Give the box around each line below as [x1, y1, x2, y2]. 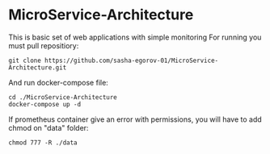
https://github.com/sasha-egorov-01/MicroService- [44, 56, 219, 65]
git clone [8, 56, 42, 65]
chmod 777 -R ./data [8, 139, 78, 147]
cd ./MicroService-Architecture [8, 93, 117, 102]
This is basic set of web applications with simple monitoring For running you [8, 32, 262, 42]
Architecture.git [8, 63, 67, 72]
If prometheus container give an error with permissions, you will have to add [8, 114, 263, 124]
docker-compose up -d [8, 100, 82, 108]
